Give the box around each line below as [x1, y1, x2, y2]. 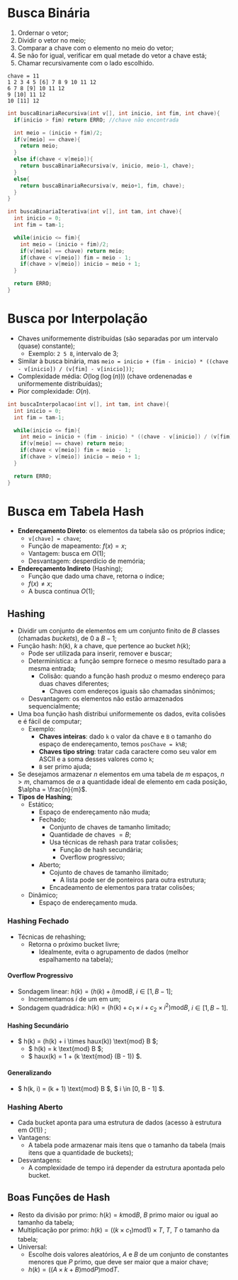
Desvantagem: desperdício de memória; [28, 556, 145, 566]
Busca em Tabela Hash [7, 503, 144, 520]
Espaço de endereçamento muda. [38, 898, 138, 907]
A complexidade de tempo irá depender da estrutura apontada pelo [28, 1163, 225, 1172]
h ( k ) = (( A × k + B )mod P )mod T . [28, 1265, 120, 1274]
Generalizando [7, 1068, 52, 1077]
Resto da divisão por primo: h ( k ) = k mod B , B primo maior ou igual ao [17, 1210, 218, 1219]
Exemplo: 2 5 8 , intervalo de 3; [28, 349, 119, 357]
